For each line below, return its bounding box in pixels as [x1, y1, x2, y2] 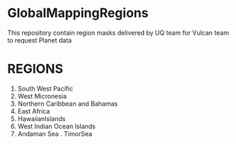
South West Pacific [17, 84, 74, 93]
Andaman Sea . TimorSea [17, 129, 93, 138]
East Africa [17, 106, 50, 115]
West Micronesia [17, 92, 67, 100]
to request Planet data [7, 35, 72, 44]
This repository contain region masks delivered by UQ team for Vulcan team [7, 28, 229, 37]
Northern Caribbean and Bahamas [17, 99, 118, 108]
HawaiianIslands [17, 114, 66, 123]
